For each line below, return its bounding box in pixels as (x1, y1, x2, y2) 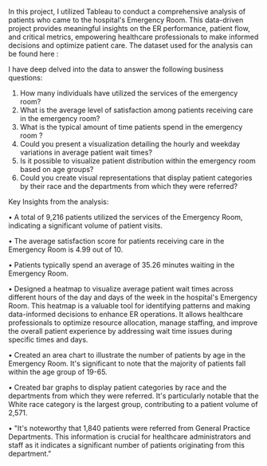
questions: (8, 73, 43, 82)
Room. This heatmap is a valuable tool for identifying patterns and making (8, 301, 251, 310)
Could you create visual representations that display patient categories (19, 173, 253, 182)
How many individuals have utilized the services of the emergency (19, 88, 238, 98)
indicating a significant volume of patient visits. (8, 221, 163, 230)
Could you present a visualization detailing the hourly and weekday (19, 139, 241, 148)
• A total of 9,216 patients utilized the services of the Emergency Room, (8, 213, 243, 221)
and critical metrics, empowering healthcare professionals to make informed (8, 32, 259, 41)
